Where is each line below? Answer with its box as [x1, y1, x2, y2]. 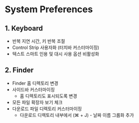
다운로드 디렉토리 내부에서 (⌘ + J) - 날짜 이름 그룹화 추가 [19, 112, 134, 118]
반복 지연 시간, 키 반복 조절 [12, 38, 66, 44]
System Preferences [5, 4, 93, 15]
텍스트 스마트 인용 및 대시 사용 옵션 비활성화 [12, 51, 100, 57]
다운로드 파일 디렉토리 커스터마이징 [12, 106, 82, 112]
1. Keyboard [5, 24, 43, 33]
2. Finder [5, 66, 34, 75]
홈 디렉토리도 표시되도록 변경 [19, 93, 77, 99]
